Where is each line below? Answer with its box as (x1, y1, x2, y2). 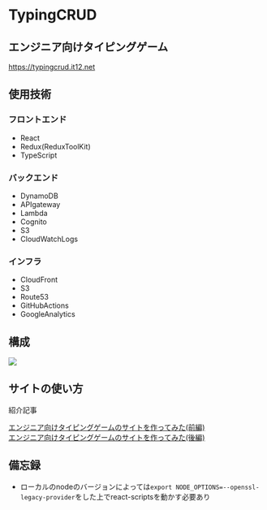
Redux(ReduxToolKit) (19, 141, 91, 151)
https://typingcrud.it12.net (8, 63, 96, 71)
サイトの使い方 (8, 382, 84, 395)
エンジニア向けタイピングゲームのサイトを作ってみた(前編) (8, 422, 205, 432)
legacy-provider (19, 493, 75, 501)
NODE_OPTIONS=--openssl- (175, 483, 260, 491)
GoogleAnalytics (19, 309, 75, 319)
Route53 (19, 292, 49, 302)
